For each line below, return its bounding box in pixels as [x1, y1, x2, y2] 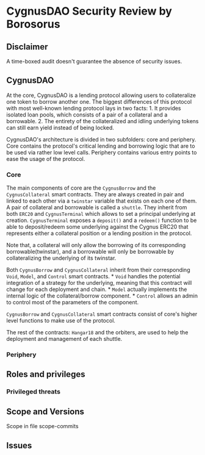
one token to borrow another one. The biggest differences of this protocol [6, 98, 192, 105]
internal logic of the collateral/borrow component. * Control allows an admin [6, 292, 198, 299]
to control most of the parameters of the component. [6, 299, 139, 306]
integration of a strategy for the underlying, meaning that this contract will [6, 279, 192, 287]
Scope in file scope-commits [6, 423, 79, 430]
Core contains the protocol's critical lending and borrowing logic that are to [6, 142, 195, 149]
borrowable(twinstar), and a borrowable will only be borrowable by [6, 248, 174, 256]
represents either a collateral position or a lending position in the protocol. [6, 230, 192, 237]
